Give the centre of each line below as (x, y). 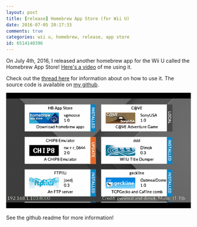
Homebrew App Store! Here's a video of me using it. (69, 67)
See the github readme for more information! (60, 218)
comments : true (25, 31)
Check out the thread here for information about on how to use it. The (90, 78)
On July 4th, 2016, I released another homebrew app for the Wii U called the (98, 61)
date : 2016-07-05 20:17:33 (39, 25)
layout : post (22, 12)
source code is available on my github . (53, 84)
